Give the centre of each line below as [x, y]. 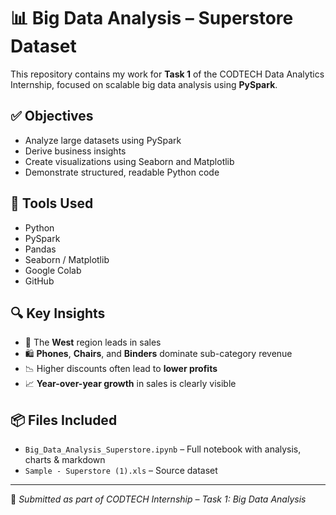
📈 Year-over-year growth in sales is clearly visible [130, 384]
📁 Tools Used [52, 203]
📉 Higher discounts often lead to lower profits [121, 369]
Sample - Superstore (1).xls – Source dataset [121, 471]
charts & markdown [65, 460]
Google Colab [53, 270]
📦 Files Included [64, 420]
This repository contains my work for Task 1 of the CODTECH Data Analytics [167, 74]
